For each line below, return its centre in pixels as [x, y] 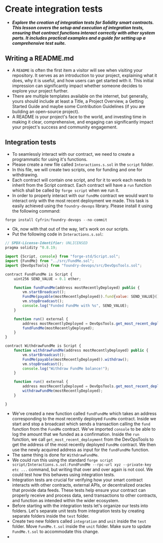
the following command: [36, 211]
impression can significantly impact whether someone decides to [77, 86]
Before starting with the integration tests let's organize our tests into [80, 506]
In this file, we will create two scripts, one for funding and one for [77, 169]
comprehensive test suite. [39, 43]
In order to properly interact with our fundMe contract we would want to [83, 195]
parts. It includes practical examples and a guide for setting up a [79, 38]
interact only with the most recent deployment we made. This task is [80, 200]
